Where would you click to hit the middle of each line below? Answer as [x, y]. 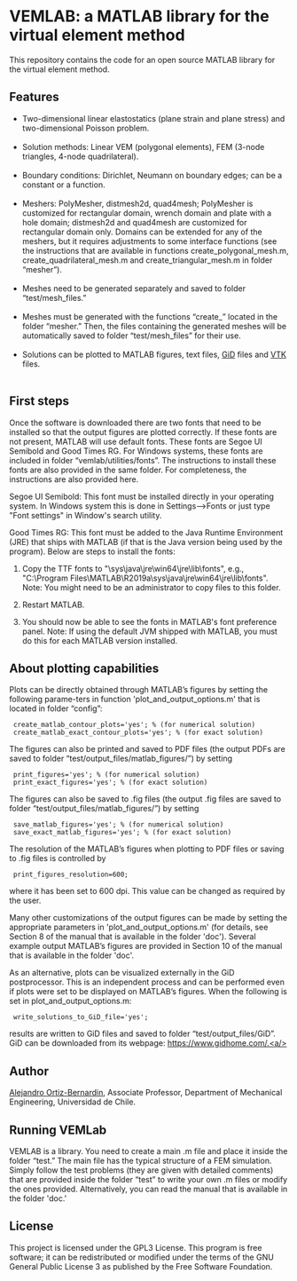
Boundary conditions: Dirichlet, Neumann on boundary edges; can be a [152, 175]
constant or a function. [63, 185]
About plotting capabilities [84, 668]
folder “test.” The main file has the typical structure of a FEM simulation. [141, 1161]
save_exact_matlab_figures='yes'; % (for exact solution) [122, 833]
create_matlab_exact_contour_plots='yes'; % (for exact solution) [138, 733]
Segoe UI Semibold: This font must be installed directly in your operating [142, 496]
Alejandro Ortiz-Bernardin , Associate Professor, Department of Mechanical [146, 1093]
